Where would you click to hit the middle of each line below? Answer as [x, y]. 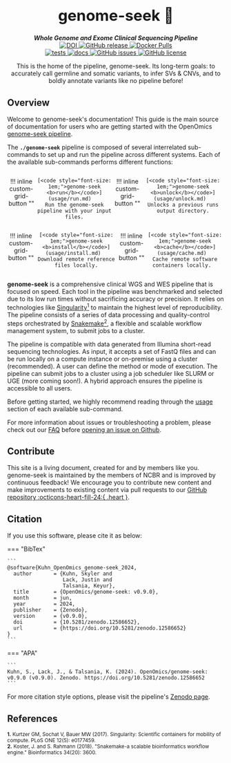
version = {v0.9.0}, [51, 616]
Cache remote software [185, 260]
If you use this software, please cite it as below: [75, 536]
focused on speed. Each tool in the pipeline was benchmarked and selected [115, 292]
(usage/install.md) [73, 254]
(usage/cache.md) [182, 254]
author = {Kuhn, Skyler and [63, 574]
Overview [29, 103]
